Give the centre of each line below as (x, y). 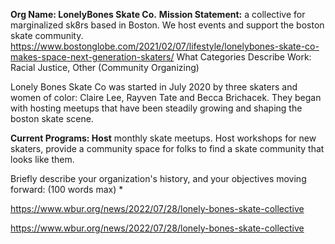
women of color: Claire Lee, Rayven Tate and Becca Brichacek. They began (166, 97)
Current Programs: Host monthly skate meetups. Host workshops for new (163, 138)
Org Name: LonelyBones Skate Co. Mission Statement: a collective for (158, 14)
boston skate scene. (52, 118)
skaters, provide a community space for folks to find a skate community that (167, 148)
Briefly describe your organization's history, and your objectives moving (158, 178)
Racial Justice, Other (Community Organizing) (105, 67)
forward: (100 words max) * (67, 189)
